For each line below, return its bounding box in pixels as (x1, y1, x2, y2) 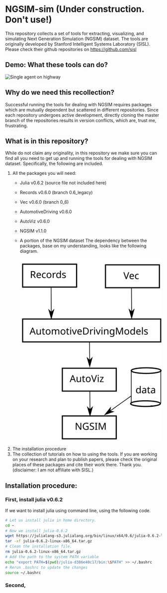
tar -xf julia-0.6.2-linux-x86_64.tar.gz (5, 539, 92, 544)
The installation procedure (12, 446, 67, 452)
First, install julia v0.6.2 (5, 496, 63, 503)
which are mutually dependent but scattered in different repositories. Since (5, 107, 159, 113)
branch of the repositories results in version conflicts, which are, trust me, (5, 117, 157, 123)
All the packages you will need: (12, 170, 77, 176)
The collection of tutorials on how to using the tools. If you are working (12, 451, 158, 457)
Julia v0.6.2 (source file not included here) (19, 180, 107, 186)
